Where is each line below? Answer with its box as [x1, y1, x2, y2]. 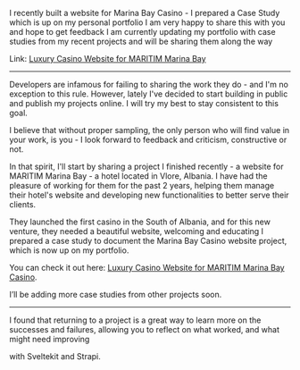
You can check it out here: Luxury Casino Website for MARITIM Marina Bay [9, 263, 285, 273]
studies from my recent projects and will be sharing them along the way [9, 36, 273, 46]
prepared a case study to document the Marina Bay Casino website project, [9, 236, 287, 246]
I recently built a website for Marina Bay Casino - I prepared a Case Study [9, 8, 280, 18]
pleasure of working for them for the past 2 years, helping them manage [9, 181, 275, 190]
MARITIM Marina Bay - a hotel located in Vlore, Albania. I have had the [9, 171, 268, 181]
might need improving [9, 334, 90, 344]
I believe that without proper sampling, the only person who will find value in [9, 125, 290, 135]
